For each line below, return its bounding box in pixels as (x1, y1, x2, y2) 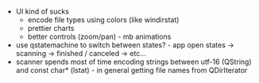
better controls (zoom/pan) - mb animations (27, 32, 172, 41)
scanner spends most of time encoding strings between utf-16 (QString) (15, 57, 252, 66)
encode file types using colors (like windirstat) (27, 15, 180, 25)
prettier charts (27, 24, 75, 32)
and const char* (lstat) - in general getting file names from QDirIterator (15, 66, 248, 74)
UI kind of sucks (15, 7, 70, 16)
